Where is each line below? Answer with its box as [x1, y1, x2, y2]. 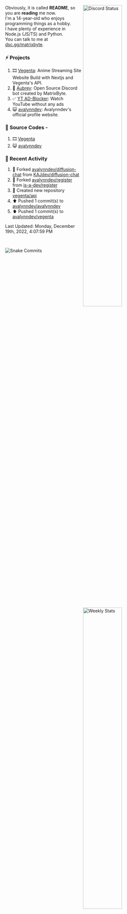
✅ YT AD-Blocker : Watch [12, 96, 63, 102]
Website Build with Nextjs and [12, 75, 73, 81]
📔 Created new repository [12, 187, 65, 193]
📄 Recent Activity [5, 155, 48, 162]
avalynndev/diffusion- [32, 166, 77, 172]
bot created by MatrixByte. [12, 90, 67, 96]
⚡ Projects [5, 54, 31, 61]
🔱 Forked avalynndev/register [12, 176, 73, 182]
